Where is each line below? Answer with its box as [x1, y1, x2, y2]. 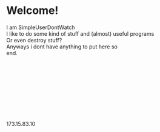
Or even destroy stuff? [6, 36, 62, 44]
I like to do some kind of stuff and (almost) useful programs [6, 30, 155, 37]
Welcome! [6, 4, 59, 18]
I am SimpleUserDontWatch [6, 24, 75, 31]
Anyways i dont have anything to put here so [6, 43, 118, 50]
